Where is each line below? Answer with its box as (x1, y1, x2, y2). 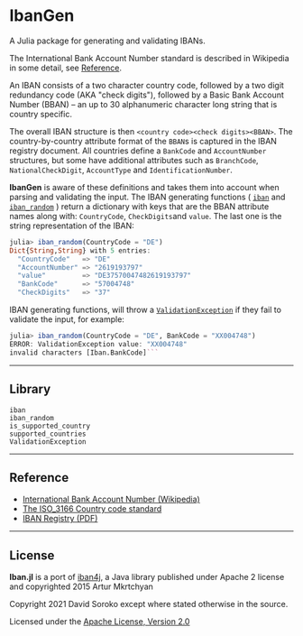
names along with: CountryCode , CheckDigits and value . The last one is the (9, 210, 282, 221)
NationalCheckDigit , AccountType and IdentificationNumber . (9, 164, 233, 175)
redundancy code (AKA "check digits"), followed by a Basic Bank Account (9, 89, 284, 100)
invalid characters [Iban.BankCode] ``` (9, 348, 160, 357)
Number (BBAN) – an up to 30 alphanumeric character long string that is (9, 98, 278, 109)
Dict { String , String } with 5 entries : (9, 245, 151, 255)
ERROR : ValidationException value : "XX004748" (9, 339, 188, 348)
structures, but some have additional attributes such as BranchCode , (9, 154, 259, 165)
